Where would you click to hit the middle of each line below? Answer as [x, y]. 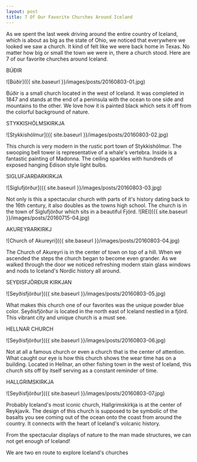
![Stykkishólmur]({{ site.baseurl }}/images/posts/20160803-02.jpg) [87, 134]
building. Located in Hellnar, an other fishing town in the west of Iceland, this [99, 364]
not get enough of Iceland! [38, 441]
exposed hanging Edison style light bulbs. [57, 165]
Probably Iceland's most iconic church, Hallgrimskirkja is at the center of [94, 404]
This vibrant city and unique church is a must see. [66, 317]
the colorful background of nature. [48, 112]
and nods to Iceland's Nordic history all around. [64, 271]
